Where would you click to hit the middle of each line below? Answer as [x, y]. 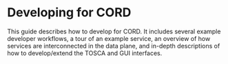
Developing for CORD [69, 13]
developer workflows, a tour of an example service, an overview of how [109, 38]
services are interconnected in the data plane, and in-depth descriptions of [114, 46]
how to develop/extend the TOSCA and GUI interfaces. [85, 53]
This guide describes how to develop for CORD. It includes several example [114, 31]
